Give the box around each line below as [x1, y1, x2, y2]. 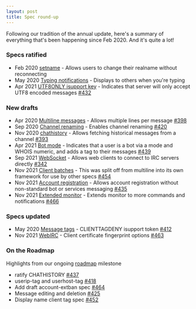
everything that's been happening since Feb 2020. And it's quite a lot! [6, 36, 174, 43]
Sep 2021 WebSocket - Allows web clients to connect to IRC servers [14, 154, 180, 162]
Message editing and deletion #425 [14, 290, 101, 297]
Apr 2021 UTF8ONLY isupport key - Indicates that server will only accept [14, 83, 191, 90]
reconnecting [14, 70, 47, 77]
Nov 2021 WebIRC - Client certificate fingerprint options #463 [14, 232, 164, 239]
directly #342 [14, 160, 47, 167]
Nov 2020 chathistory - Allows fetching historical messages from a [14, 129, 177, 136]
